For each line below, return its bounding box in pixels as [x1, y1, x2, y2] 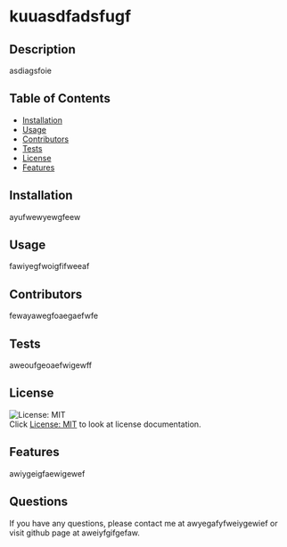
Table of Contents [9, 91, 111, 106]
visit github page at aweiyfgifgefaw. [9, 527, 141, 538]
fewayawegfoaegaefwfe [9, 310, 99, 322]
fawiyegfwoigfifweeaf [9, 261, 90, 272]
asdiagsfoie [9, 65, 52, 76]
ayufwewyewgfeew [9, 211, 81, 222]
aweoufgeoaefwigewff [9, 360, 92, 371]
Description [9, 42, 76, 57]
